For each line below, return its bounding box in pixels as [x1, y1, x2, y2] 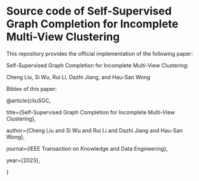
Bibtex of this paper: [6, 85, 57, 92]
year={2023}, [6, 156, 41, 164]
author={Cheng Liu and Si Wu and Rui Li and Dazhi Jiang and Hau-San [6, 127, 183, 134]
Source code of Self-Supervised [6, 4, 172, 18]
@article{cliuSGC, [6, 97, 51, 104]
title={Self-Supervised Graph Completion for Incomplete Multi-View [6, 108, 175, 116]
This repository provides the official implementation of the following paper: [6, 50, 193, 57]
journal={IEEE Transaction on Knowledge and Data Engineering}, [6, 145, 168, 152]
